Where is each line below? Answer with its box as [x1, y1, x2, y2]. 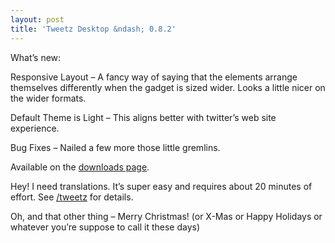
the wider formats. [10, 92, 87, 104]
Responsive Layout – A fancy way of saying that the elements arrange [10, 71, 298, 83]
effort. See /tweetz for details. [10, 191, 134, 203]
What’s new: [10, 51, 62, 63]
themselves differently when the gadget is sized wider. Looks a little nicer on [10, 81, 326, 93]
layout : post [10, 14, 65, 25]
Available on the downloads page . [10, 161, 150, 173]
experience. [10, 122, 60, 134]
